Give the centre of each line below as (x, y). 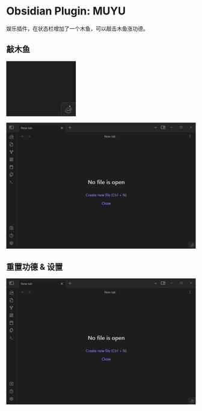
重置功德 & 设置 (35, 267)
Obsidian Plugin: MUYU (66, 11)
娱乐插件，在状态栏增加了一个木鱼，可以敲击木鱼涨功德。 (77, 28)
